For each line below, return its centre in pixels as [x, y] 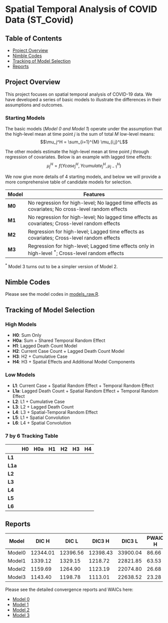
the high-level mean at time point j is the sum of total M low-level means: [80, 134]
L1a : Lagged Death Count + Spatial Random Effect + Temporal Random [85, 391]
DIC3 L [130, 541]
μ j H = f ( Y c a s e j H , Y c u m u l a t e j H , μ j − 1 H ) [84, 166]
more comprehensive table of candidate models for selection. [68, 182]
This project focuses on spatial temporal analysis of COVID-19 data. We [79, 94]
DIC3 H [101, 541]
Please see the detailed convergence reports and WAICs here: [69, 589]
